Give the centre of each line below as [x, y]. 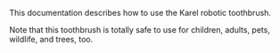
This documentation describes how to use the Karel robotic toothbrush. [140, 13]
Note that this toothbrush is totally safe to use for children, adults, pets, [140, 30]
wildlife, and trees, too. [51, 39]
